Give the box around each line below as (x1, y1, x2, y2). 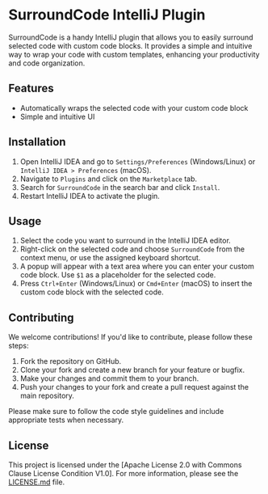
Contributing (8, 310, 74, 324)
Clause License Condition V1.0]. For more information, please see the (8, 469, 239, 478)
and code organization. (8, 58, 86, 68)
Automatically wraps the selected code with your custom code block (19, 103, 249, 112)
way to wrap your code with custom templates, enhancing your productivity (8, 49, 260, 59)
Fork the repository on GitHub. (19, 357, 122, 366)
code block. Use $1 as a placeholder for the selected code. (19, 270, 216, 280)
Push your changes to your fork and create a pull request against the (19, 382, 249, 392)
